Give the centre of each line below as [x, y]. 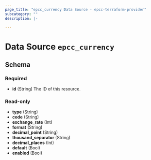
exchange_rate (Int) [32, 122]
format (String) [27, 127]
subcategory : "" [21, 14]
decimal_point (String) [35, 132]
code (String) [25, 117]
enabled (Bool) [27, 153]
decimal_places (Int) [33, 143]
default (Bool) [26, 148]
